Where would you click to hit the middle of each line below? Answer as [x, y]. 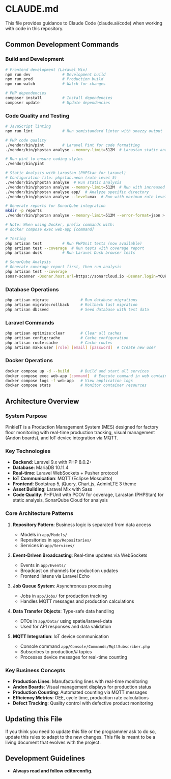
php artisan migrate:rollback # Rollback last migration [72, 304]
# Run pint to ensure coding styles [44, 159]
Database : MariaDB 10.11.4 [40, 467]
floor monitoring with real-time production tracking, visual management [80, 432]
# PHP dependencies [26, 93]
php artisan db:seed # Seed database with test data [77, 310]
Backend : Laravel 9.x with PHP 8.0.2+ [52, 462]
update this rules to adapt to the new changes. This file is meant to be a [80, 737]
